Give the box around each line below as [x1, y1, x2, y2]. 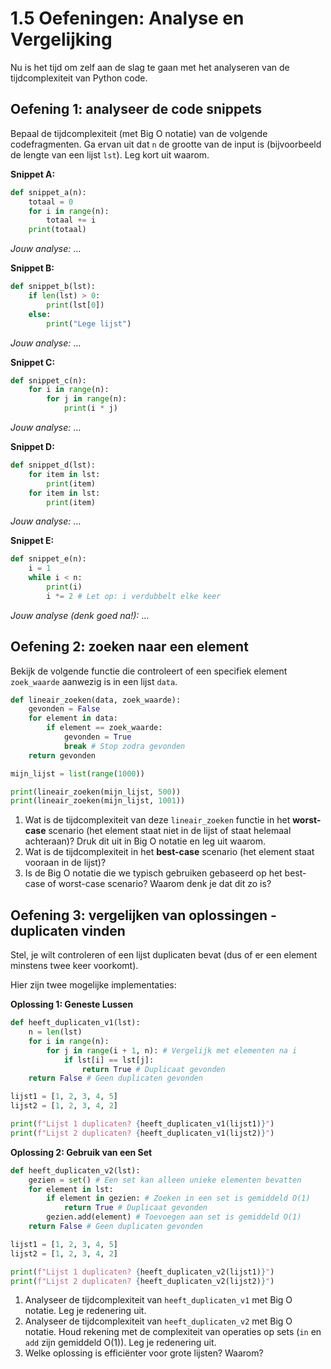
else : [28, 309, 52, 319]
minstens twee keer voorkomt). [10, 960, 139, 972]
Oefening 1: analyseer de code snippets [10, 101, 263, 118]
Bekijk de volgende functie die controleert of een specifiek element [10, 665, 288, 677]
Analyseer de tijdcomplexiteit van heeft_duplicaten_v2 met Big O [24, 1315, 293, 1327]
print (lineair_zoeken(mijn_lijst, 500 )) [10, 787, 182, 797]
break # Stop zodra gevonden [63, 741, 186, 751]
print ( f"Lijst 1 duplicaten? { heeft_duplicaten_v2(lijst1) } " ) [10, 1267, 275, 1277]
